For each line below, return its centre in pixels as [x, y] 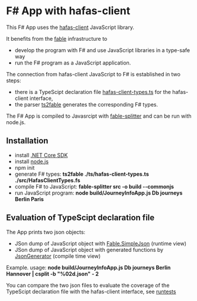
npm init [25, 167]
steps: [14, 80]
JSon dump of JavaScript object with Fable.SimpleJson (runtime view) [101, 243]
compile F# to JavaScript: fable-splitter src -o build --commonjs [94, 186]
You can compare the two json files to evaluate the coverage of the [88, 285]
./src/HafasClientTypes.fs [48, 180]
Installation [27, 141]
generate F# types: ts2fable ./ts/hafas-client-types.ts [82, 174]
